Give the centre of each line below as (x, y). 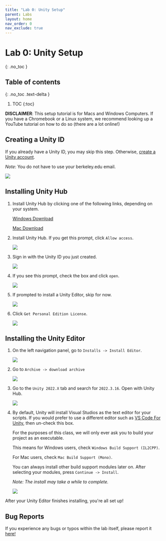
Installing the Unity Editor (45, 338)
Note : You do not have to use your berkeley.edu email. (60, 167)
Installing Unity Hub (36, 192)
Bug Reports (25, 516)
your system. (26, 209)
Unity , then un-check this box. (43, 423)
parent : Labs (19, 14)
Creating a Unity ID (35, 140)
